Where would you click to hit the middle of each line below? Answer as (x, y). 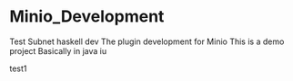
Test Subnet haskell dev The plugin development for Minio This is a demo (147, 41)
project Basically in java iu (58, 50)
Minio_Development (87, 17)
